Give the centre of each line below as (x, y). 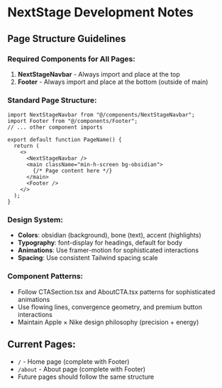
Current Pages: (41, 344)
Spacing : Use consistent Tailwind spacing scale (88, 258)
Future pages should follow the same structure (86, 377)
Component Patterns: (45, 276)
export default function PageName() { (65, 140)
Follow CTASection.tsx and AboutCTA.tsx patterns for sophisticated (116, 291)
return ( (27, 146)
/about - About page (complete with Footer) (82, 369)
